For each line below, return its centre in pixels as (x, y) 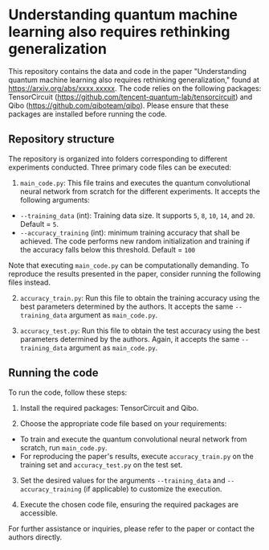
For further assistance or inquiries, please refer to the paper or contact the (132, 528)
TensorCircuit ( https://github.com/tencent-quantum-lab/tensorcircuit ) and (130, 96)
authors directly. (35, 537)
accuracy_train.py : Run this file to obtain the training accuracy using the (140, 298)
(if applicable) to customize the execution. (153, 489)
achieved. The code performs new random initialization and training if (135, 241)
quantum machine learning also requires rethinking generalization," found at (134, 80)
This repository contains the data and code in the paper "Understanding (128, 71)
